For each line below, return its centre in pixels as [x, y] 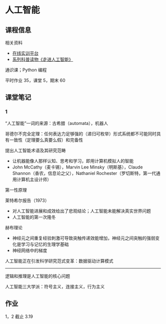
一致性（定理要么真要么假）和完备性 [46, 140]
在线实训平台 [25, 53]
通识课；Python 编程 [26, 70]
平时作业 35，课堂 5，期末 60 [35, 80]
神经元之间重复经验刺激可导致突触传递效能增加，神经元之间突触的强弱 [84, 238]
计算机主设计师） [34, 179]
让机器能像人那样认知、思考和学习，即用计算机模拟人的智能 [73, 161]
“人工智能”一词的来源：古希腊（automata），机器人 [57, 123]
